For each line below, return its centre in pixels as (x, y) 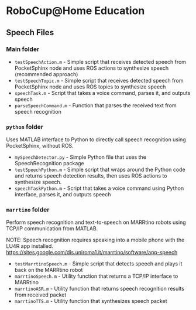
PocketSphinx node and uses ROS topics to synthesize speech (90, 87)
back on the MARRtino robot (49, 270)
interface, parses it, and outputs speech (63, 195)
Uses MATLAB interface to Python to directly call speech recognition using (96, 139)
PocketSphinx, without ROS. (40, 146)
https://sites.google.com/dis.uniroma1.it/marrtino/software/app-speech (92, 253)
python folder (25, 127)
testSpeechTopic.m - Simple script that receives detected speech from (99, 80)
